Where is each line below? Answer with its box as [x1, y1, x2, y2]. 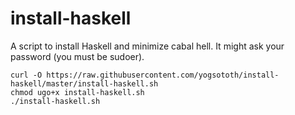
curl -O [10, 70, 43, 80]
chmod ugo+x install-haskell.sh [10, 87, 145, 97]
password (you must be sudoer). [10, 50, 145, 62]
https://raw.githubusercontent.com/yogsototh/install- [46, 70, 280, 80]
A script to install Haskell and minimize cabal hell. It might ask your [10, 40, 285, 52]
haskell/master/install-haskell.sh [10, 78, 159, 89]
